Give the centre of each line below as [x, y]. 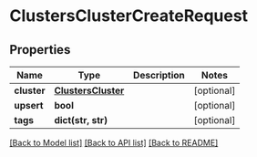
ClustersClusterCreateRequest [129, 16]
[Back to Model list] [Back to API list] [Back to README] [114, 143]
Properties [40, 50]
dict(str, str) [81, 120]
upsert [29, 105]
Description [159, 75]
